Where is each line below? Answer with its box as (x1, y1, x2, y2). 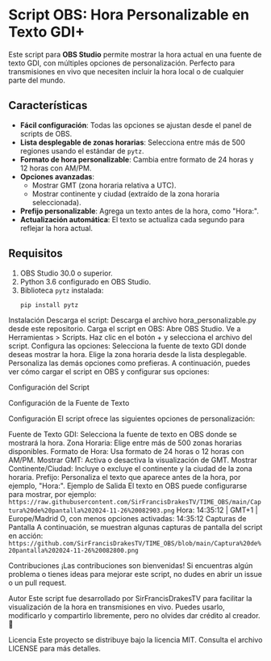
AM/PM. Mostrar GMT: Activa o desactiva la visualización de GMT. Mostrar (8, 455, 257, 465)
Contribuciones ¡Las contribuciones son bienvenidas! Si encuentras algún (8, 561, 253, 570)
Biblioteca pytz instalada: (19, 285, 104, 295)
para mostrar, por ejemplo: (8, 490, 97, 499)
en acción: (8, 531, 44, 541)
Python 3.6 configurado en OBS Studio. (19, 276, 152, 286)
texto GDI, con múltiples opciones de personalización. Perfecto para (8, 58, 236, 68)
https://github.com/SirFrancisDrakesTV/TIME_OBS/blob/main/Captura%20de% (8, 540, 262, 548)
